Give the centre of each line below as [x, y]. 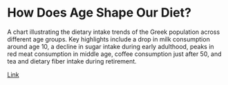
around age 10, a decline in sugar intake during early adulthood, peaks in [111, 46]
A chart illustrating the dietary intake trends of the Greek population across [114, 32]
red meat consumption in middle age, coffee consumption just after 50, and [115, 54]
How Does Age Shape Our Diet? [99, 13]
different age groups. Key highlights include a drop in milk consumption [109, 39]
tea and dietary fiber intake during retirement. [72, 61]
